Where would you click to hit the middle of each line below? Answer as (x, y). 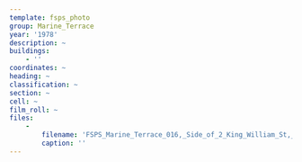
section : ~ (30, 93)
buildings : (30, 51)
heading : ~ (30, 76)
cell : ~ (24, 101)
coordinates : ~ (38, 68)
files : (22, 118)
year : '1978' (34, 34)
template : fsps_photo (50, 18)
